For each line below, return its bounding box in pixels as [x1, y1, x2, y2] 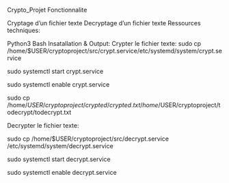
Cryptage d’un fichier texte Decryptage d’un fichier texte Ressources [7, 19, 201, 27]
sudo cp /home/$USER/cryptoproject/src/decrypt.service [7, 135, 170, 143]
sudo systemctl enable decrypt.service [7, 169, 118, 176]
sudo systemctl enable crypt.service [7, 81, 110, 88]
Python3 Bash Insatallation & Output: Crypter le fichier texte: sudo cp [7, 40, 202, 47]
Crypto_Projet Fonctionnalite [7, 6, 87, 14]
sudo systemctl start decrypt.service [7, 155, 111, 163]
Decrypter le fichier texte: [7, 122, 79, 129]
